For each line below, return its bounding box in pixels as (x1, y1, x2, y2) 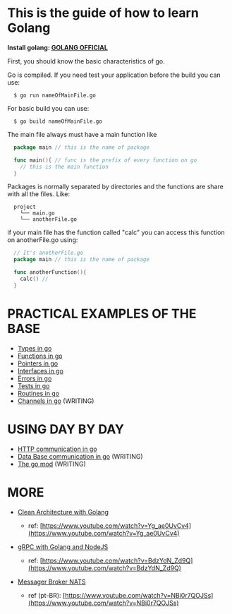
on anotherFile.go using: (7, 236, 78, 244)
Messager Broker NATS (17, 577, 86, 586)
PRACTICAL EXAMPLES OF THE (7, 306, 197, 322)
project (13, 203, 37, 211)
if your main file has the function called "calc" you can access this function (7, 228, 225, 237)
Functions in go (17, 351, 63, 360)
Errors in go (17, 374, 52, 383)
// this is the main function (20, 163, 109, 170)
